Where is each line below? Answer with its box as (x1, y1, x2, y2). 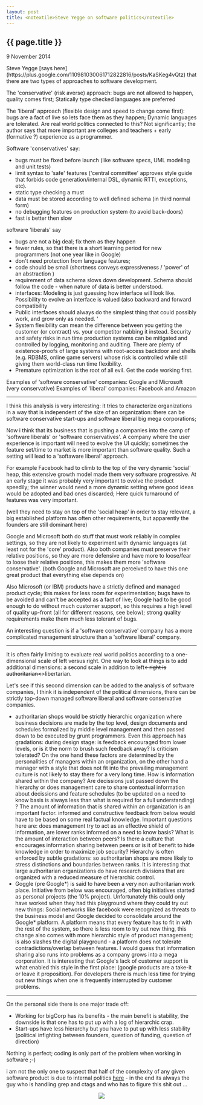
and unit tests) (14, 163, 51, 170)
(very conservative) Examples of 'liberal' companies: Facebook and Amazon (6, 385, 196, 392)
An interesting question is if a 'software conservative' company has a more (6, 627, 193, 635)
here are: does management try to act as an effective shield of (14, 822, 170, 830)
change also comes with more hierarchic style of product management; (14, 932, 193, 939)
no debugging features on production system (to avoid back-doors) (14, 208, 183, 216)
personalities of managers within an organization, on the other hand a (14, 758, 188, 765)
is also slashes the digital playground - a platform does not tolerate (14, 938, 182, 945)
